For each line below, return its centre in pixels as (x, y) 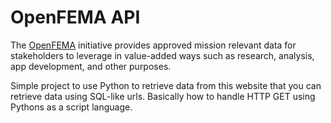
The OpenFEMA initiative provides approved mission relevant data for (153, 45)
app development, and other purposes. (91, 66)
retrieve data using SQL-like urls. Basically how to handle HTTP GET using (163, 96)
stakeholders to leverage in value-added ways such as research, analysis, (162, 55)
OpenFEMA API (75, 17)
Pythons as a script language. (71, 107)
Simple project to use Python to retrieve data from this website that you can (166, 85)
